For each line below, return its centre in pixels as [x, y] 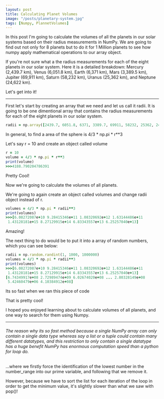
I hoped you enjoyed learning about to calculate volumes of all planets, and [81, 310]
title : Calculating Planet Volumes [42, 14]
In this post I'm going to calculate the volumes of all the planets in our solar [81, 37]
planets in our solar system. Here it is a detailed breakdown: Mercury [75, 67]
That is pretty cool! [24, 301]
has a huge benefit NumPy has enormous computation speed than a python [82, 346]
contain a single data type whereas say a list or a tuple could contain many [81, 336]
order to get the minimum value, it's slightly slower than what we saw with [80, 386]
